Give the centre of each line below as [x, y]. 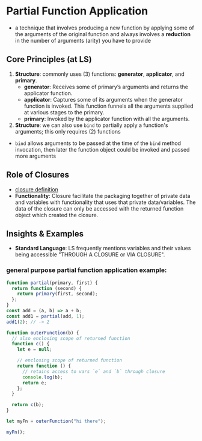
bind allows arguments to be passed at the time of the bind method [98, 143]
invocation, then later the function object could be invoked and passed [102, 149]
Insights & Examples [45, 234]
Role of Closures [38, 175]
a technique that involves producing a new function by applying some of [104, 28]
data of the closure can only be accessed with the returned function [99, 208]
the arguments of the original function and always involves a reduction [103, 34]
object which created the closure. [57, 215]
